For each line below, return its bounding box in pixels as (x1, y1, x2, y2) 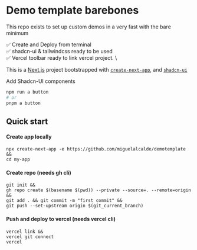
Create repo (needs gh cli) (6, 169, 72, 176)
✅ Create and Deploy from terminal (6, 41, 91, 48)
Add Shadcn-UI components (6, 78, 75, 85)
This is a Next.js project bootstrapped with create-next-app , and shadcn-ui (6, 66, 188, 73)
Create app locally (6, 133, 52, 140)
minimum (6, 29, 29, 36)
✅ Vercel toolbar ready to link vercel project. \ (6, 54, 117, 61)
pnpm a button (6, 100, 41, 106)
